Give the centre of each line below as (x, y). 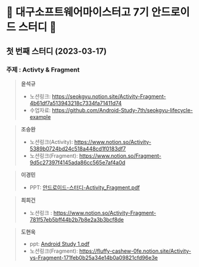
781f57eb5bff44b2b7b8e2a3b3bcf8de (77, 219)
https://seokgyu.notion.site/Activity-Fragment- (109, 96)
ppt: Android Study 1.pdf (60, 244)
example (40, 116)
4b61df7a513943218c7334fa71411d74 (76, 103)
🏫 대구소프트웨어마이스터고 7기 (77, 12)
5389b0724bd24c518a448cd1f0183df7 (78, 148)
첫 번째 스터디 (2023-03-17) (57, 51)
